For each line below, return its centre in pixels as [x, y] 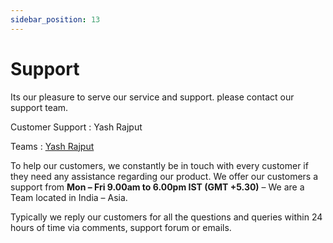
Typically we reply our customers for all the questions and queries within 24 [166, 217]
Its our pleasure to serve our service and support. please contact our [152, 97]
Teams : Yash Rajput [52, 146]
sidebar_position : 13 [55, 19]
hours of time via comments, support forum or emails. [121, 227]
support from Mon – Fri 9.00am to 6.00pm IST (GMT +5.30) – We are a [157, 187]
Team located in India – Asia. [69, 197]
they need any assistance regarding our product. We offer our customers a [164, 176]
